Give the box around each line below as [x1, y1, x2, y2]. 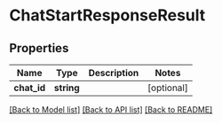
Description [88, 67, 139, 79]
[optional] [147, 81, 188, 94]
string [53, 81, 80, 94]
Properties [9, 41, 69, 56]
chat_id [13, 81, 46, 94]
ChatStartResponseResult [9, 5, 206, 26]
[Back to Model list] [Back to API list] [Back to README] [9, 104, 213, 115]
